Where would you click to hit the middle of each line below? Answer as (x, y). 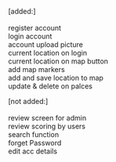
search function (34, 135)
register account (34, 28)
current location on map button (58, 61)
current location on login (48, 53)
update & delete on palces (50, 86)
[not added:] (28, 101)
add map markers (36, 69)
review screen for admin (47, 118)
